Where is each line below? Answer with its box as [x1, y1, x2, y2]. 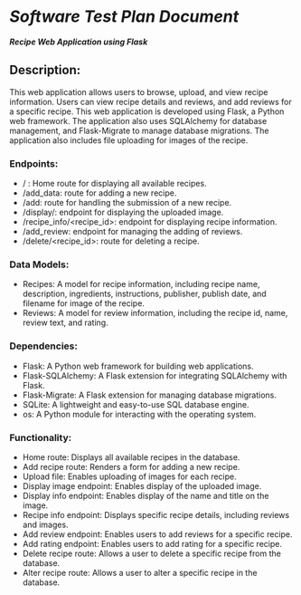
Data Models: [9, 258, 70, 271]
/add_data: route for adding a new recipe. [22, 187, 177, 198]
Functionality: [9, 431, 72, 444]
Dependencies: [9, 340, 79, 352]
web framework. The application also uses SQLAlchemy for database [9, 115, 268, 126]
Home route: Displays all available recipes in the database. [22, 451, 240, 463]
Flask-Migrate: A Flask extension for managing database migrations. [22, 389, 277, 400]
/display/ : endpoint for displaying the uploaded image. [22, 206, 224, 218]
